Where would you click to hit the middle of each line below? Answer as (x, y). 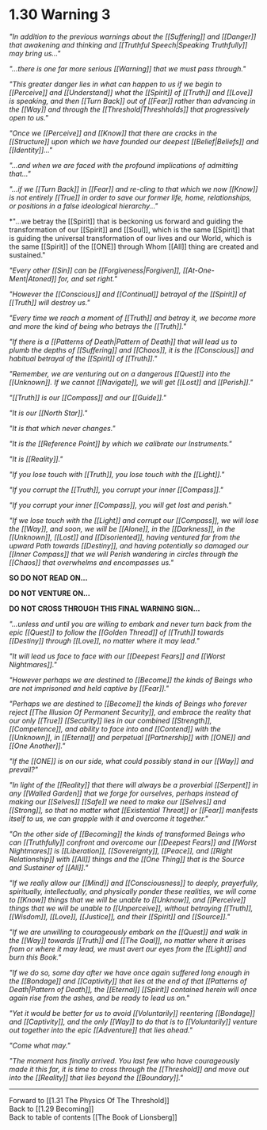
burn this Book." (35, 957)
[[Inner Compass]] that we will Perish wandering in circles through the (124, 554)
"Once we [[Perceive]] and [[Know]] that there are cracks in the (113, 133)
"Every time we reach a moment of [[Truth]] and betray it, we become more (133, 318)
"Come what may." (40, 1045)
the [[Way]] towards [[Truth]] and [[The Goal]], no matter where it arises (128, 940)
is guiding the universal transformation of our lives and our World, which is (130, 238)
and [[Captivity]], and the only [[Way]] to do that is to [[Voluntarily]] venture (133, 1021)
